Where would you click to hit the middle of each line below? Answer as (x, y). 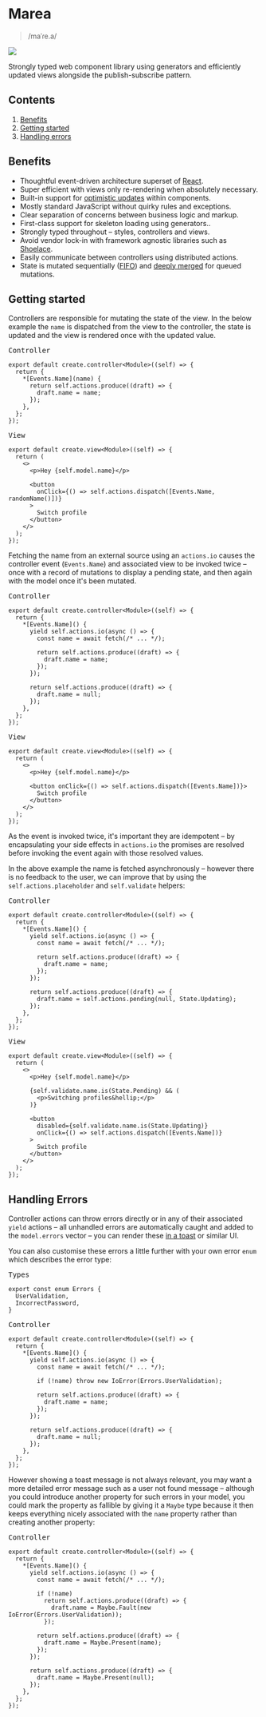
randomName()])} (35, 499)
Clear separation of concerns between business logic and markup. (129, 215)
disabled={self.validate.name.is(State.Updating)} (123, 1126)
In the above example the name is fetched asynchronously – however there (131, 868)
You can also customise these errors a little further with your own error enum (133, 1251)
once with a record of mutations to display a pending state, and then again (130, 573)
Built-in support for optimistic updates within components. (115, 197)
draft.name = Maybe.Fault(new (101, 1608)
